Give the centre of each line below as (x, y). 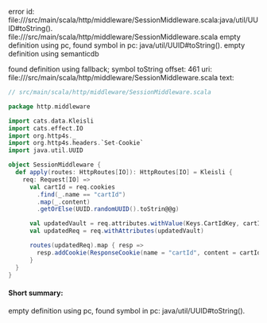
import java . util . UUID (46, 150)
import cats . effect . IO (46, 128)
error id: (21, 12)
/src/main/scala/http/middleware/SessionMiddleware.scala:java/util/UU (141, 20)
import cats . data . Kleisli (51, 121)
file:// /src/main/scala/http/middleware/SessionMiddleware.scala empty (124, 37)
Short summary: (36, 293)
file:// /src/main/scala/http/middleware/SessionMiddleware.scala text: (121, 78)
